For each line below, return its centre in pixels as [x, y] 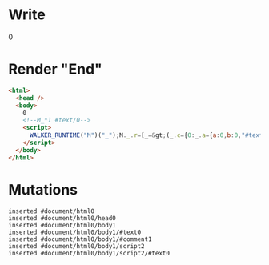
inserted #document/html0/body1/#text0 [75, 232]
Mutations [43, 189]
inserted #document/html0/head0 [62, 218]
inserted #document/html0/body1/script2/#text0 [89, 253]
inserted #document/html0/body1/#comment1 [80, 239]
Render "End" [55, 69]
